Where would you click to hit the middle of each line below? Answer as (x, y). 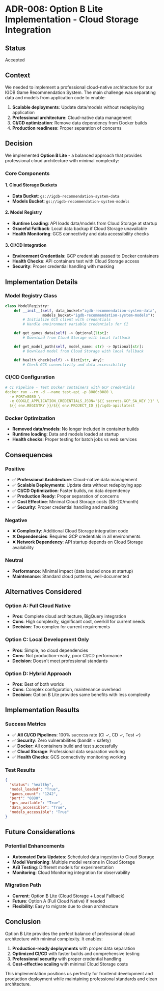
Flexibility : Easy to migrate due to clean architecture (65, 906)
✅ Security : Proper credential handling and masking (65, 507)
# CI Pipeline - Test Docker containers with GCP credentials (70, 387)
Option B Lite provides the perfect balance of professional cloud (70, 933)
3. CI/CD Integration (26, 245)
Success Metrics (26, 724)
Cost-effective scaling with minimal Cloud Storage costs (70, 964)
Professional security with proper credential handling (67, 959)
